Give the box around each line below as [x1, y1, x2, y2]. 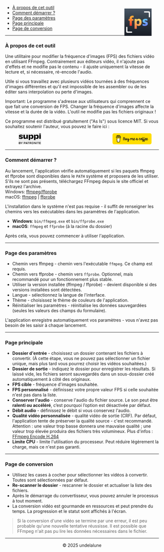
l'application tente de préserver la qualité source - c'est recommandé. [12, 418, 153, 424]
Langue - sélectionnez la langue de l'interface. [12, 292, 106, 298]
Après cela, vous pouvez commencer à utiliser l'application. [5, 233, 125, 239]
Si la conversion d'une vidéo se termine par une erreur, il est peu [17, 518, 147, 524]
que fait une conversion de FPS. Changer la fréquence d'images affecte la [5, 103, 154, 110]
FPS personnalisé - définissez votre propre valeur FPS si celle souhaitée [12, 387, 159, 393]
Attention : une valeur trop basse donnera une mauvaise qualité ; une [12, 423, 151, 429]
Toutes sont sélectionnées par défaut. [12, 477, 89, 483]
